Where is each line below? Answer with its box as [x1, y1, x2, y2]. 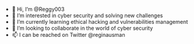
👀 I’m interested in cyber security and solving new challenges [11, 12, 163, 19]
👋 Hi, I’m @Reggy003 [11, 6, 64, 12]
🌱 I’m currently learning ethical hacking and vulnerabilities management [11, 18, 188, 25]
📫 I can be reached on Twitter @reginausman [11, 32, 125, 38]
